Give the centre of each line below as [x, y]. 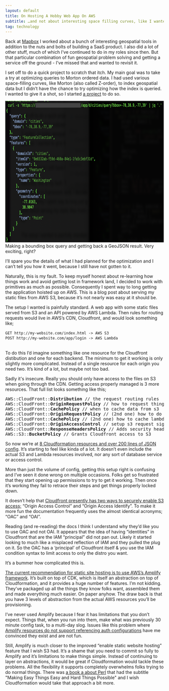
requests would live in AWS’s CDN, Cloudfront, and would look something [81, 318]
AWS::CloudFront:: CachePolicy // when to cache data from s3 [82, 409]
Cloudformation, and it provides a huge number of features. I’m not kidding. [83, 583]
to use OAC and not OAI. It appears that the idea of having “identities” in [80, 532]
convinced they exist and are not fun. [44, 636]
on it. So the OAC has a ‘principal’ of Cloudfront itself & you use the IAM [79, 548]
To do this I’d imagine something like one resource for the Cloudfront [76, 353]
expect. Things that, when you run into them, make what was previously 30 [83, 620]
